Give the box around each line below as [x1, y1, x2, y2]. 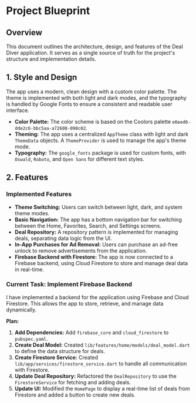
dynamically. [6, 306, 37, 313]
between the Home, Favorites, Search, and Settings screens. [14, 222, 161, 229]
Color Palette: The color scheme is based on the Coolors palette [14, 118, 171, 125]
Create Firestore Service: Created [14, 354, 99, 361]
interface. [6, 107, 29, 114]
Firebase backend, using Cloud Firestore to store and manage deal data [14, 259, 188, 266]
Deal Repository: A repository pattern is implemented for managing [14, 228, 178, 235]
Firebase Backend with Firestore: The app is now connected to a [14, 253, 173, 260]
